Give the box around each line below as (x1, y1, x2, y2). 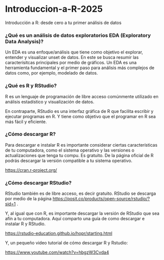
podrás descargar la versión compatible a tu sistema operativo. (5, 157, 133, 163)
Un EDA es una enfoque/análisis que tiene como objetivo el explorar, (5, 49, 143, 55)
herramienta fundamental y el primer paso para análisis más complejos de (5, 65, 155, 71)
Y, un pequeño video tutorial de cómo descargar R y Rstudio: (5, 240, 128, 246)
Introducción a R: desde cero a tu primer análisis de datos (5, 20, 121, 26)
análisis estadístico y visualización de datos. (5, 99, 94, 104)
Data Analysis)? (5, 38, 44, 45)
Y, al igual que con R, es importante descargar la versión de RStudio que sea (5, 210, 160, 216)
